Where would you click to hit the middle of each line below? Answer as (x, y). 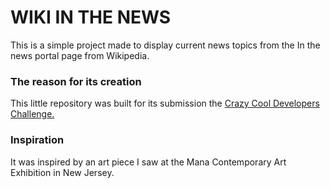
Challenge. (32, 114)
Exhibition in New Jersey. (62, 172)
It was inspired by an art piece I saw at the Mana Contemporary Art (148, 162)
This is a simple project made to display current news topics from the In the (165, 45)
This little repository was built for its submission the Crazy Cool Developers (165, 103)
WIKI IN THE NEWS (91, 17)
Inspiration (37, 140)
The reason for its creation (76, 81)
